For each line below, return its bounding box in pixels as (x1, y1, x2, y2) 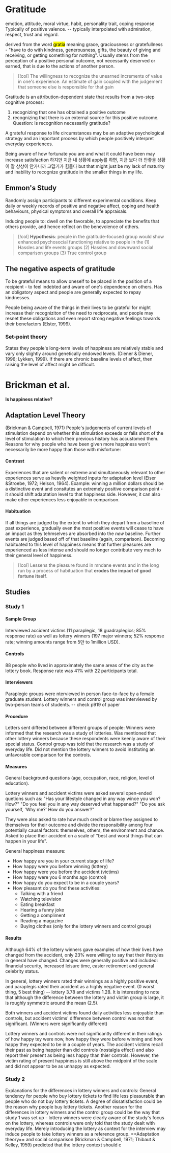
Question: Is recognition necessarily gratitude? (12, 120, 111, 126)
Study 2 (5, 1076, 25, 1083)
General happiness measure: (5, 848, 66, 854)
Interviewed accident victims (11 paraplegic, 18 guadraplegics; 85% (5, 627, 147, 633)
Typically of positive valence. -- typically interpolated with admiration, (5, 26, 152, 32)
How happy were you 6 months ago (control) (12, 874, 107, 880)
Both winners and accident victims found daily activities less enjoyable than (5, 1009, 164, 1016)
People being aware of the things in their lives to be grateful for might (5, 304, 151, 311)
